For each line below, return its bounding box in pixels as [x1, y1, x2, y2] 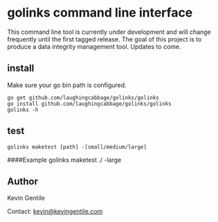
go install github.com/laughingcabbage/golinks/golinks [7, 100, 172, 107]
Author [7, 175, 38, 187]
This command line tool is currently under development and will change [7, 28, 211, 36]
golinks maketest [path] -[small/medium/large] [7, 143, 147, 150]
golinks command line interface [7, 5, 193, 21]
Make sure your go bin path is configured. [7, 81, 127, 89]
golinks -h [7, 106, 39, 113]
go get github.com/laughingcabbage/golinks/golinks [7, 94, 159, 101]
